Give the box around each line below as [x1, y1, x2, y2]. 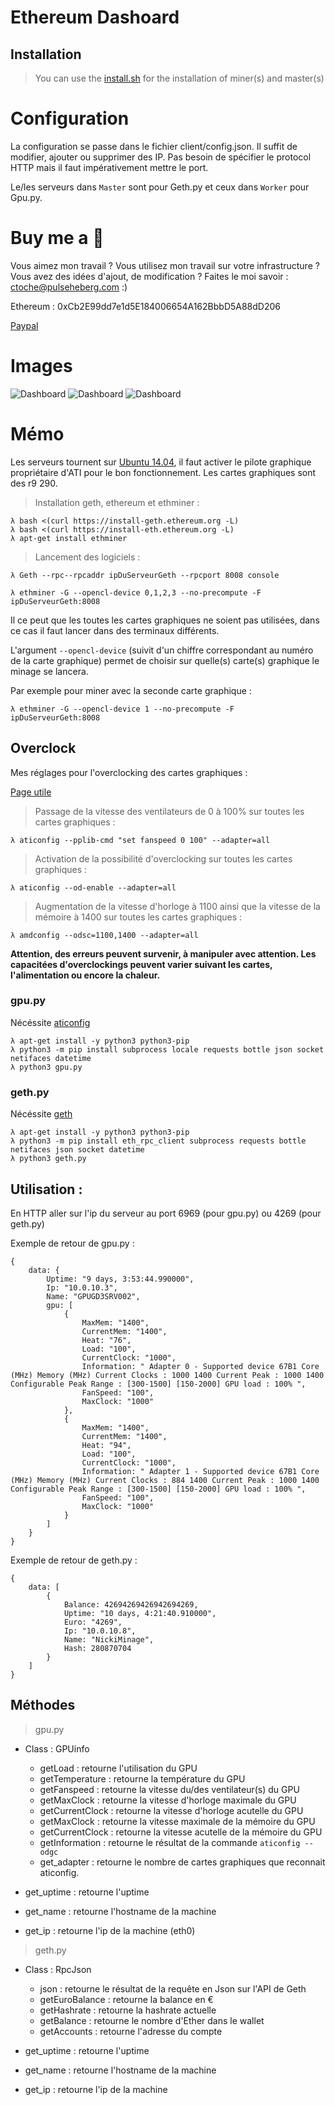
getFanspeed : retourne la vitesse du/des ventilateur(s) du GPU [39, 1783, 300, 1795]
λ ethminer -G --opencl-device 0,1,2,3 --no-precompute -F [10, 587, 262, 598]
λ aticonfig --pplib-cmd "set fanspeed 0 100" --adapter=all [10, 835, 271, 845]
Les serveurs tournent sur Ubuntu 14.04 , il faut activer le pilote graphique [10, 456, 312, 468]
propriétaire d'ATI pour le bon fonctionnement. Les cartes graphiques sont [10, 466, 317, 478]
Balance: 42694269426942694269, [63, 1599, 199, 1610]
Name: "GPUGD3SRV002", [46, 1291, 141, 1301]
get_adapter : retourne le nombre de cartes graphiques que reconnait [39, 1856, 326, 1868]
